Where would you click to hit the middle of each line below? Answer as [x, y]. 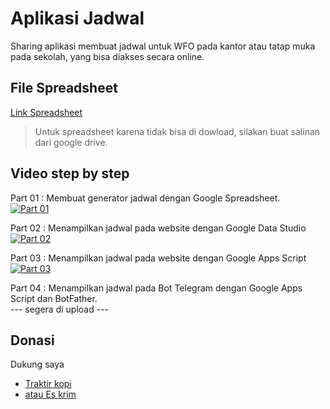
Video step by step [70, 173]
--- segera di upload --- [59, 309]
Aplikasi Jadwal [77, 18]
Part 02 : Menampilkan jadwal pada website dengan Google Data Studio [158, 228]
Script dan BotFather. [54, 298]
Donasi [32, 340]
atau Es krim [50, 394]
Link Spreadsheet [46, 112]
